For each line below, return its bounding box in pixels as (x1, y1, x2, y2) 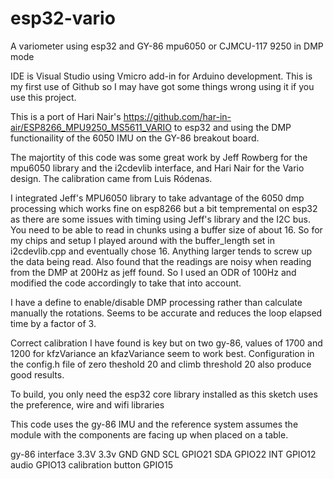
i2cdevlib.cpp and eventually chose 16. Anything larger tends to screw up (10, 245, 312, 257)
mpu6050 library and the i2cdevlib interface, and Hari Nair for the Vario (10, 162, 305, 174)
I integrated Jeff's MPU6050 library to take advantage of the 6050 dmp (10, 192, 305, 204)
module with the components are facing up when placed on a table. (10, 428, 289, 441)
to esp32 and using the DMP (173, 121, 292, 133)
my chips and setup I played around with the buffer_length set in (10, 234, 276, 246)
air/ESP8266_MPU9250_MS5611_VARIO (10, 121, 172, 133)
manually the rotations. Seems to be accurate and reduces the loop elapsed (10, 307, 323, 319)
